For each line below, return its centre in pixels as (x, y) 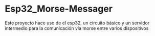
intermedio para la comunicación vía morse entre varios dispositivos (77, 28)
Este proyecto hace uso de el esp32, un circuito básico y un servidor (77, 23)
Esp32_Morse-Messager (59, 9)
